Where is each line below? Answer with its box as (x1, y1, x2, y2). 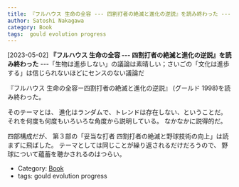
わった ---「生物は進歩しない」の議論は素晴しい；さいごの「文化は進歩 (19, 60, 230, 69)
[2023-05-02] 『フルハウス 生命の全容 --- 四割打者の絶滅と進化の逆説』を (7, 51, 225, 59)
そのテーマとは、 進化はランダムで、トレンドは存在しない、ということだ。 (7, 108, 227, 116)
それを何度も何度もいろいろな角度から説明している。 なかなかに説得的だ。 (7, 117, 227, 126)
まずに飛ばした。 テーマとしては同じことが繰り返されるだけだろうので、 (7, 141, 221, 150)
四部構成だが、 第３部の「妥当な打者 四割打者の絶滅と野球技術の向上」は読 (7, 132, 229, 141)
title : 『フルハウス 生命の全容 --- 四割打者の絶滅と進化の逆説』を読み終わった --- (7, 10, 231, 18)
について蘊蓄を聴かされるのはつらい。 (13, 150, 126, 158)
